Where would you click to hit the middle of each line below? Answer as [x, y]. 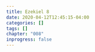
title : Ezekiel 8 [28, 12]
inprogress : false [29, 39]
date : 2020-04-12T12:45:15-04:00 [48, 17]
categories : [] [25, 23]
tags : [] [17, 28]
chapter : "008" [25, 34]
